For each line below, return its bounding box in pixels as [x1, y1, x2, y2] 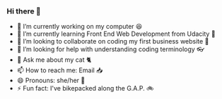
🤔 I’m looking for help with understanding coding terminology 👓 [16, 45, 204, 53]
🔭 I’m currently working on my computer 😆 [16, 22, 143, 31]
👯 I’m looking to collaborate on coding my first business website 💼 [16, 37, 209, 46]
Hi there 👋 [6, 6, 42, 16]
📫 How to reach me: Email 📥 [16, 66, 103, 74]
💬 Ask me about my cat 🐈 [16, 55, 92, 64]
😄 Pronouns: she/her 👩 [16, 77, 86, 85]
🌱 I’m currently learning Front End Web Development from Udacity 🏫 [16, 29, 216, 38]
